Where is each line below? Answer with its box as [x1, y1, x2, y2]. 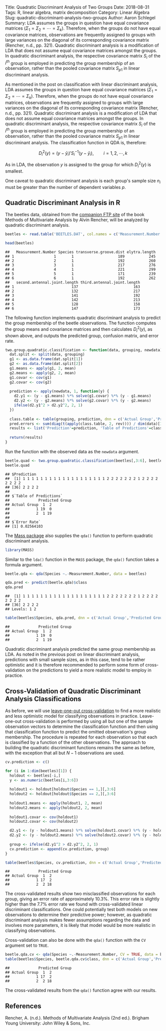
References [5, 1002, 41, 1010]
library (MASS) [5, 547, 35, 552]
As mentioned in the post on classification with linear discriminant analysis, [5, 81, 158, 87]
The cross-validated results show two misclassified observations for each [5, 891, 156, 897]
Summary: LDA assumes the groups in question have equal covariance [5, 20, 149, 26]
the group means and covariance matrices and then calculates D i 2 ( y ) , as [5, 325, 153, 333]
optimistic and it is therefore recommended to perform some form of [5, 662, 144, 668]
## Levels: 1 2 [5, 607, 37, 612]
